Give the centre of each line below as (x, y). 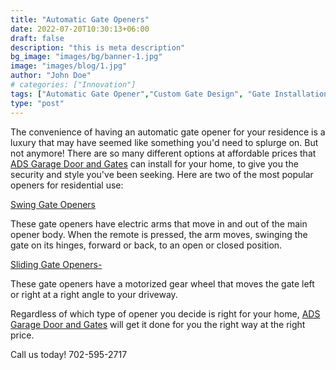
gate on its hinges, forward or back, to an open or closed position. (146, 245)
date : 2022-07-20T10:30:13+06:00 (80, 29)
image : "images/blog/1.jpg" (69, 66)
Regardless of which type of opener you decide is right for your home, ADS (165, 313)
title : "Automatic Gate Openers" (80, 19)
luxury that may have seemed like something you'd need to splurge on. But (164, 142)
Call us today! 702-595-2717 (69, 354)
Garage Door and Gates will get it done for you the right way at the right (158, 324)
